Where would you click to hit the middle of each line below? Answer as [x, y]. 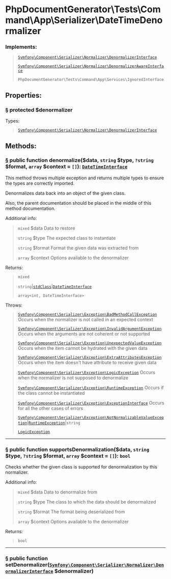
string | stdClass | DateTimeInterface [55, 286]
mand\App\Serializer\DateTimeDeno [84, 20]
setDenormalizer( [27, 565]
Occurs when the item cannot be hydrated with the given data [82, 348]
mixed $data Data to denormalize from [58, 492]
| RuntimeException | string [54, 422]
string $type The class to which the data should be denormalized [87, 502]
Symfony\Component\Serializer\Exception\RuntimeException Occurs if [91, 388]
